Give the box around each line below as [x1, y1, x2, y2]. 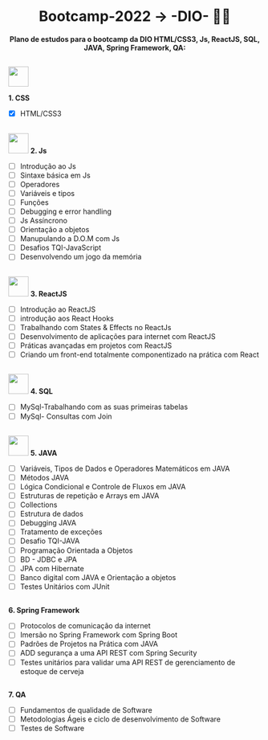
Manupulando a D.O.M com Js [19, 234, 120, 243]
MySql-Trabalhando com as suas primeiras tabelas [19, 402, 189, 412]
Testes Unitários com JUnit [19, 582, 110, 591]
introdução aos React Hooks [19, 313, 114, 323]
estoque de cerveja [19, 666, 84, 676]
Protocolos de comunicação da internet [19, 621, 151, 631]
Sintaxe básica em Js [19, 170, 91, 180]
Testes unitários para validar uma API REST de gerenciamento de [19, 657, 236, 667]
